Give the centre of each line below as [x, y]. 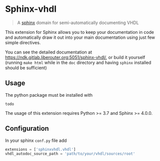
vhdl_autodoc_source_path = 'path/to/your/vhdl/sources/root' [70, 154]
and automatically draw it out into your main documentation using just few [80, 37]
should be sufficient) [26, 68]
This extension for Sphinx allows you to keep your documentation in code [80, 32]
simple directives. [23, 42]
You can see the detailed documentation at [49, 52]
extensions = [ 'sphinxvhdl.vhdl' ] [41, 149]
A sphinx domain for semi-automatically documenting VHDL [78, 23]
